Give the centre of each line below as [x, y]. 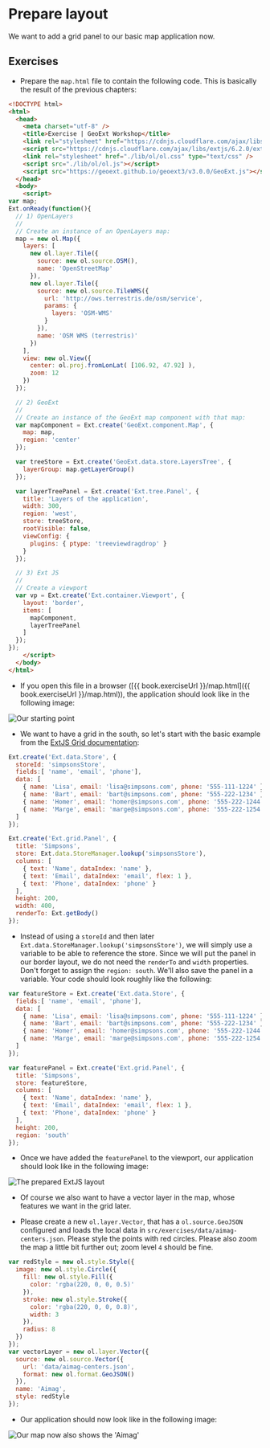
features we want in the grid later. [76, 1206]
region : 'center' [52, 440]
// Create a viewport [52, 588]
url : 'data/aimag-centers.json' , [79, 1367]
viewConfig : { [46, 536]
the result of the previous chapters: [78, 89]
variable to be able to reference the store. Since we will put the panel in [138, 953]
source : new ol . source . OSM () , [88, 261]
